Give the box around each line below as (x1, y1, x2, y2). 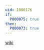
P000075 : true (9, 16, 39, 21)
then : (5, 21, 16, 26)
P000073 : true (9, 26, 39, 31)
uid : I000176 (5, 7, 32, 12)
